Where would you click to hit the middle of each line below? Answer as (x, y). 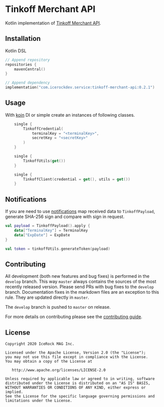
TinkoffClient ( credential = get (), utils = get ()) (77, 179)
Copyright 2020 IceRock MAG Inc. (40, 344)
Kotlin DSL (16, 50)
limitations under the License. (39, 401)
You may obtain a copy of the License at (49, 362)
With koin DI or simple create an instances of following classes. (70, 115)
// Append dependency (28, 83)
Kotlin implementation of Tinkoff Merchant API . (53, 23)
